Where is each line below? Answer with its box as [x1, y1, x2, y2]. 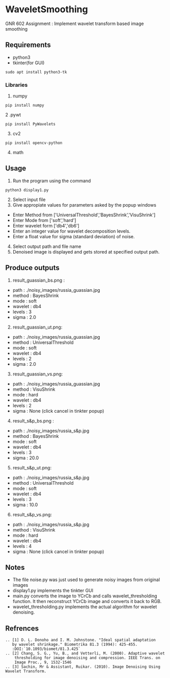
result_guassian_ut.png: [12, 324, 63, 330]
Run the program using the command [12, 178, 91, 184]
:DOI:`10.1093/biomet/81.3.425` [12, 646, 81, 651]
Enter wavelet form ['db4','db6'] [12, 222, 80, 229]
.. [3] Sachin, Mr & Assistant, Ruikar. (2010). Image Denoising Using [5, 664, 160, 669]
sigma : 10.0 [12, 501, 38, 508]
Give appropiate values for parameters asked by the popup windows [12, 202, 157, 208]
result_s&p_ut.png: [12, 464, 52, 470]
